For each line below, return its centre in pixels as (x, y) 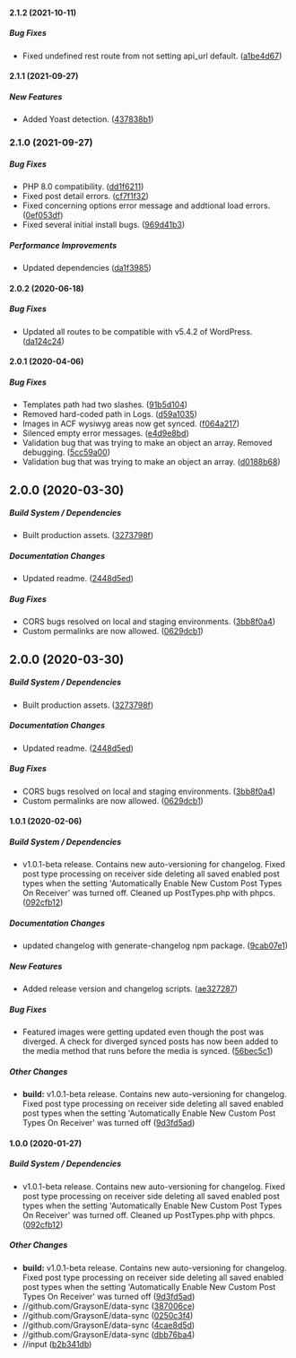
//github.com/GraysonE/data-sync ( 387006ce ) (109, 1306)
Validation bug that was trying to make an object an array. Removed (147, 443)
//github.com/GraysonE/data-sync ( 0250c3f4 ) (108, 1315)
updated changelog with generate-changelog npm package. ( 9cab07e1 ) (155, 945)
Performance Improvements (63, 245)
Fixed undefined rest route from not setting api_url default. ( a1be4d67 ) (152, 56)
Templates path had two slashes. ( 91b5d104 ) (105, 405)
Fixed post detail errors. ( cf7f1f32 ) (86, 196)
